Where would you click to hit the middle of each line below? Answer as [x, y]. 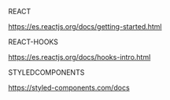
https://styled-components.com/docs [69, 87]
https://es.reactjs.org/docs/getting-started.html [85, 26]
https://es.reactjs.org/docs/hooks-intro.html [79, 57]
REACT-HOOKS [33, 42]
